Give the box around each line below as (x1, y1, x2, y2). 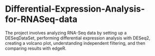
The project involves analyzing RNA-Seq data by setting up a (5, 30, 127, 36)
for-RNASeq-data (5, 14, 78, 25)
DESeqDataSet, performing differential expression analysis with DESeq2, (5, 35, 151, 41)
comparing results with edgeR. (5, 45, 67, 51)
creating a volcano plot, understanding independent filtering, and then (5, 40, 146, 46)
